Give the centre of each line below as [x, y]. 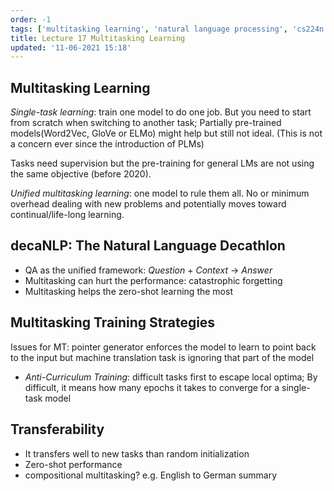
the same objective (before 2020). [81, 174]
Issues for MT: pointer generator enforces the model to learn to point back [163, 347]
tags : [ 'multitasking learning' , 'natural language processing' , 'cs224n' [169, 29]
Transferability [57, 429]
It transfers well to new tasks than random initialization [137, 453]
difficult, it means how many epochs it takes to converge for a [152, 387]
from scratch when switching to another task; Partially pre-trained [146, 123]
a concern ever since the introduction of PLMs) [107, 144]
